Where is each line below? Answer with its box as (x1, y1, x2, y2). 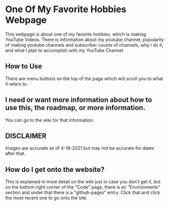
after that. (5, 151, 26, 157)
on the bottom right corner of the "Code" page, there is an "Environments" (5, 184, 160, 190)
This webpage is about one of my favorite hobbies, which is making (5, 31, 146, 37)
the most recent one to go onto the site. (5, 195, 88, 201)
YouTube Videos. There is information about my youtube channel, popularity (5, 37, 164, 43)
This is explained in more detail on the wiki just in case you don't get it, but (5, 179, 161, 185)
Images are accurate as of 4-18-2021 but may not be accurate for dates (5, 145, 154, 151)
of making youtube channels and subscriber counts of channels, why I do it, (5, 42, 163, 48)
